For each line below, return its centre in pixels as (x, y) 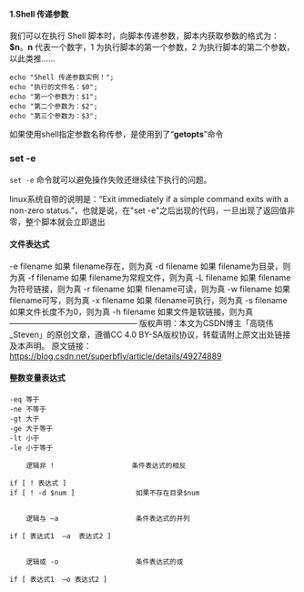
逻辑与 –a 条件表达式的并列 (108, 518)
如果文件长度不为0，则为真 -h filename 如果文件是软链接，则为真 (132, 311)
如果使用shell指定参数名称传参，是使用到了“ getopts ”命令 (117, 134)
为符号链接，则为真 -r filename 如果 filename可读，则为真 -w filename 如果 (150, 289)
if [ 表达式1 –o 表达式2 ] (58, 579)
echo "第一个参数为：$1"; (54, 97)
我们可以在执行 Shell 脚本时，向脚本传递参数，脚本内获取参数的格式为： (145, 36)
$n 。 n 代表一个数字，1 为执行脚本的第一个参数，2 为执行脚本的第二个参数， (152, 47)
